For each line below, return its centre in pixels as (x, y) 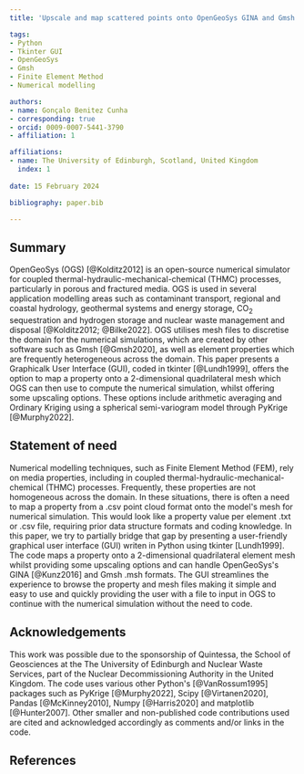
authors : (26, 101)
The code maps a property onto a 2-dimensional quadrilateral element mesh (152, 555)
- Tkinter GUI (36, 51)
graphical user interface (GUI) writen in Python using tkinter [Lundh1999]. (147, 545)
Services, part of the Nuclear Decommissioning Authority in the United (142, 674)
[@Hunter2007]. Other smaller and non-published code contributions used (149, 712)
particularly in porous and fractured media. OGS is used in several (133, 289)
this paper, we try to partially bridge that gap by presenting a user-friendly (149, 536)
